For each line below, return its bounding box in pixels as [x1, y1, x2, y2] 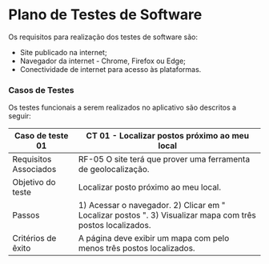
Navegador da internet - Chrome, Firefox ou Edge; [19, 56, 187, 66]
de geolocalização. [78, 164, 150, 175]
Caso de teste [14, 130, 69, 142]
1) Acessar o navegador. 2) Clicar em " [78, 200, 226, 211]
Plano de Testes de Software [8, 6, 203, 24]
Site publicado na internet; [19, 47, 107, 57]
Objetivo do [12, 177, 56, 188]
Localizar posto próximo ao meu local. [78, 182, 222, 193]
